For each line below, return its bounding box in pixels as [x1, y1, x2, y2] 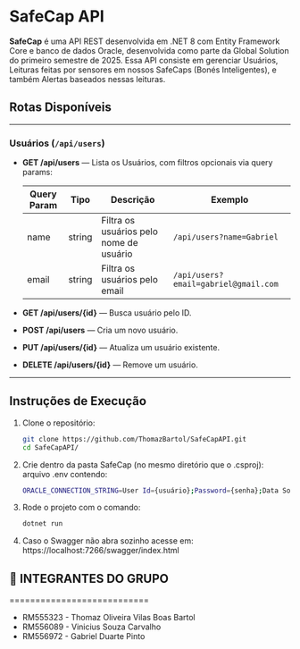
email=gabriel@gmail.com [172, 279, 279, 290]
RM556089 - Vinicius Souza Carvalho [21, 621, 162, 632]
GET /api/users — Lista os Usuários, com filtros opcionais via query [21, 157, 273, 168]
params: [21, 167, 54, 178]
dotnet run [21, 519, 63, 528]
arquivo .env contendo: [21, 468, 108, 479]
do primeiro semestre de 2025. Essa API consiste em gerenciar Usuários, [9, 55, 279, 65]
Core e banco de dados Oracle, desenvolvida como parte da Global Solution [9, 45, 289, 55]
